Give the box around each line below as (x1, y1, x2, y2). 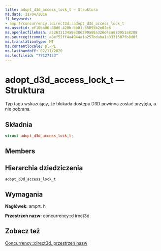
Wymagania (5, 190, 43, 198)
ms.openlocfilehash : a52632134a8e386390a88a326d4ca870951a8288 (5, 30, 138, 35)
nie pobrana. (5, 106, 31, 112)
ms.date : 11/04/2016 (5, 12, 48, 17)
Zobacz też (5, 227, 40, 235)
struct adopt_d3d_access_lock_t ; (5, 133, 74, 138)
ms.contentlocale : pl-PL (5, 44, 56, 49)
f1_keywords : (5, 16, 32, 21)
